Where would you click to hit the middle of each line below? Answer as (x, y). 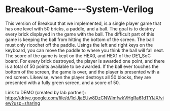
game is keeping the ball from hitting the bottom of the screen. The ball (79, 40)
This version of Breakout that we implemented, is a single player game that (83, 23)
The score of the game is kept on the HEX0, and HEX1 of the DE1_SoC (78, 55)
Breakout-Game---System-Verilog (79, 9)
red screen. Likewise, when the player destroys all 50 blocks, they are (78, 77)
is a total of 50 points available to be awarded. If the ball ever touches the (82, 66)
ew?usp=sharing (23, 103)
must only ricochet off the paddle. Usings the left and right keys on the (79, 45)
